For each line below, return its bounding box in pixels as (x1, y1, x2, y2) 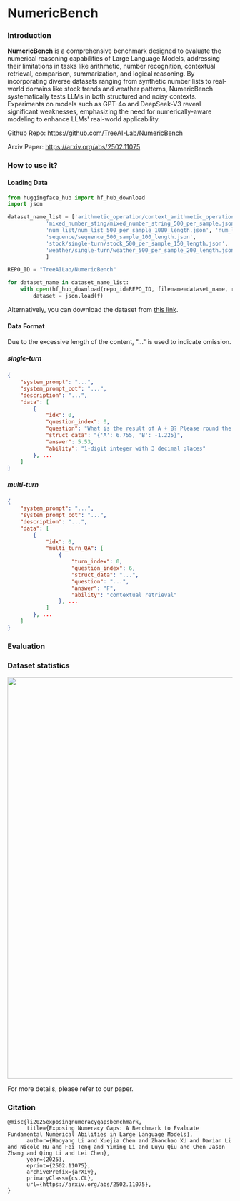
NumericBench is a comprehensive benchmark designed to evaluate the (7, 46, 221, 55)
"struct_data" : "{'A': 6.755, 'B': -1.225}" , (45, 432, 184, 439)
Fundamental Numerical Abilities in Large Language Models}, (7, 1131, 194, 1138)
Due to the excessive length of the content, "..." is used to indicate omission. (7, 338, 231, 346)
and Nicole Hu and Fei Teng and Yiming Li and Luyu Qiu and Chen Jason (7, 1144, 225, 1151)
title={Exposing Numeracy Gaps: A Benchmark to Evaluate (26, 1125, 200, 1132)
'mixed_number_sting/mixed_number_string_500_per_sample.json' (45, 220, 238, 228)
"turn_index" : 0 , (71, 558, 123, 566)
